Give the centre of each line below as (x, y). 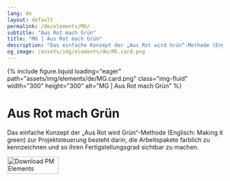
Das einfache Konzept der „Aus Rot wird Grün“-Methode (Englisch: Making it (115, 132)
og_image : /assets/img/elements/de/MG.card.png (76, 52)
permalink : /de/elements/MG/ (49, 26)
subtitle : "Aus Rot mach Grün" (52, 33)
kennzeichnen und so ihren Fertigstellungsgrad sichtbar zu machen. (103, 147)
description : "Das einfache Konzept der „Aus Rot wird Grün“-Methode (108, 45)
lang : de (20, 13)
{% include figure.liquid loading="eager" (64, 71)
